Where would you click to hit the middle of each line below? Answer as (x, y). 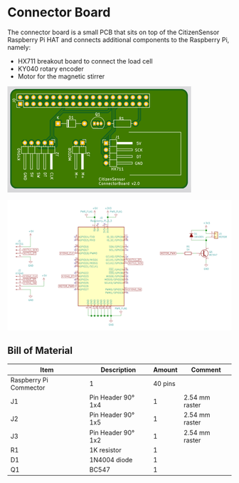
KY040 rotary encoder (51, 68)
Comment (206, 370)
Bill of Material (40, 350)
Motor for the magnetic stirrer (61, 76)
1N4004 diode (111, 460)
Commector (28, 387)
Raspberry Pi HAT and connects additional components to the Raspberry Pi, (118, 39)
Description (118, 370)
